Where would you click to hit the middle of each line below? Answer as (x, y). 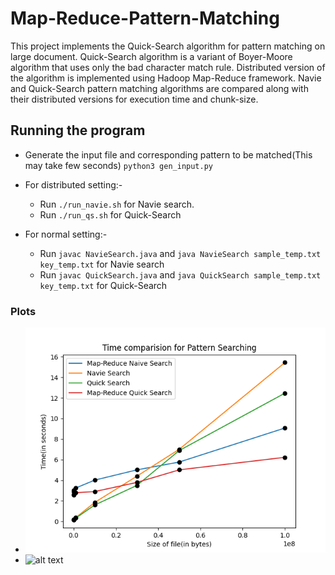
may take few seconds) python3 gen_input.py (118, 165)
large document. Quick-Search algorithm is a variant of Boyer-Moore (151, 56)
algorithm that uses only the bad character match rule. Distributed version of (168, 67)
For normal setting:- (66, 234)
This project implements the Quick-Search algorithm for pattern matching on (168, 46)
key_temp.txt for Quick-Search (103, 285)
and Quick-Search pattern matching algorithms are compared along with (159, 88)
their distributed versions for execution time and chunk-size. (134, 99)
